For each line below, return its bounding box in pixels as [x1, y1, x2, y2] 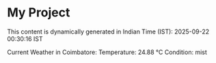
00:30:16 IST [7, 34, 43, 42]
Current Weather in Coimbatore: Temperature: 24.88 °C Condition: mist [7, 48, 207, 56]
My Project [7, 5, 70, 21]
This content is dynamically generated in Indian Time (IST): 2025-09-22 [7, 27, 210, 36]
